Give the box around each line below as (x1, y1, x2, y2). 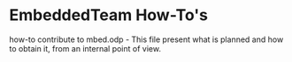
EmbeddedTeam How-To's (9, 5, 208, 25)
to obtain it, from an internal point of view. (9, 43, 162, 53)
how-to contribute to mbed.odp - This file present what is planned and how (9, 34, 284, 45)
